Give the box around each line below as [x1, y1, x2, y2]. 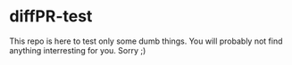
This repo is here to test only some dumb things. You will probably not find [9, 36, 283, 46]
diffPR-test [9, 6, 93, 27]
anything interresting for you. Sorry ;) [9, 45, 146, 55]
